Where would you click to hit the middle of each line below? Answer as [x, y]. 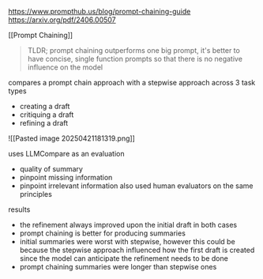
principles [36, 194]
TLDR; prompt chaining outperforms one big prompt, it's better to [134, 50]
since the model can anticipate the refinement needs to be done [124, 258]
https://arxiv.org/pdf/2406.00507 [62, 20]
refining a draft [44, 123]
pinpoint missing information [66, 177]
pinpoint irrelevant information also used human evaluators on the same [136, 186]
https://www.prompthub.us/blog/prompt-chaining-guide [100, 11]
